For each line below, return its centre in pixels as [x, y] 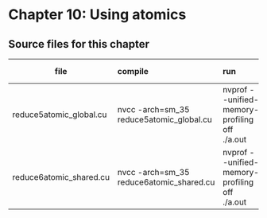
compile [133, 71]
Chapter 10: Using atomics [97, 15]
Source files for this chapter [79, 44]
